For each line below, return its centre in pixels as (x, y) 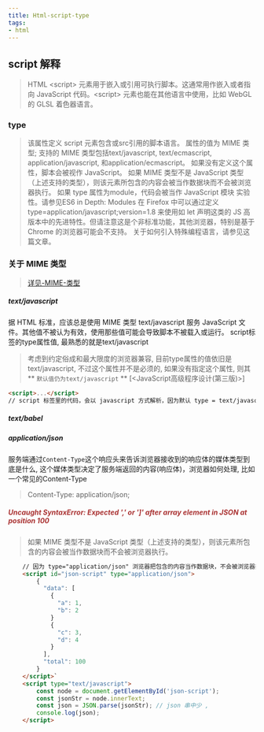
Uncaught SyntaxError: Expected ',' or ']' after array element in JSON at (128, 512)
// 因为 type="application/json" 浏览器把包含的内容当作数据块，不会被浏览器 (139, 567)
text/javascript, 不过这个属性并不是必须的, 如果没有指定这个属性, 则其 (139, 368)
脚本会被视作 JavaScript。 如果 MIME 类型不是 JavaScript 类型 (143, 173)
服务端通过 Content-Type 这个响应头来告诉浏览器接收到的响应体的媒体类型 (126, 459)
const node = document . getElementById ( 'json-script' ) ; (128, 691)
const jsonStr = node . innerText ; (91, 698)
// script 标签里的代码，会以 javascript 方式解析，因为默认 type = (112, 400)
